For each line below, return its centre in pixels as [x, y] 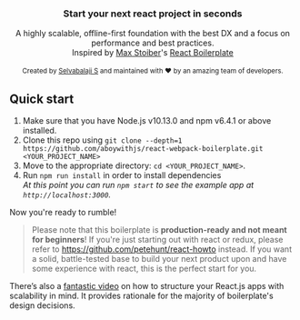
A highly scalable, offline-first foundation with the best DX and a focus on [153, 34]
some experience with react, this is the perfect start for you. [144, 269]
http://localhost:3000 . [67, 195]
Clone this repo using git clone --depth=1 [102, 140]
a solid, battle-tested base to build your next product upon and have [159, 259]
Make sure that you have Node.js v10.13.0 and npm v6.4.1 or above [147, 121]
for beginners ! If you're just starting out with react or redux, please [157, 240]
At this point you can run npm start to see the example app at [138, 185]
